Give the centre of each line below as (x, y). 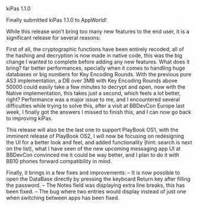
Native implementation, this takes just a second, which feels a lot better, (94, 93)
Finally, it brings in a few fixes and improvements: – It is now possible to (93, 173)
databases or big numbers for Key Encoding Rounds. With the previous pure (99, 74)
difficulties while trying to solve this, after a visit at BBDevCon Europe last (95, 106)
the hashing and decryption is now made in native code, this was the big (94, 55)
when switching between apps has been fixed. (63, 198)
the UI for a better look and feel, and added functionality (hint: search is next (99, 142)
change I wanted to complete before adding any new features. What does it (98, 62)
